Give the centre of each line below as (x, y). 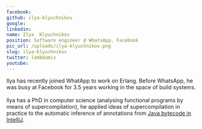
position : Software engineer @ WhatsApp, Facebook (72, 40)
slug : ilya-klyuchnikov (37, 52)
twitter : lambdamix (31, 57)
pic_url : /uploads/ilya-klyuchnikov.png (59, 46)
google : (16, 23)
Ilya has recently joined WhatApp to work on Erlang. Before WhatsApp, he (100, 81)
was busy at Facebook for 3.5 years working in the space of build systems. (101, 87)
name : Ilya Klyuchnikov (38, 35)
